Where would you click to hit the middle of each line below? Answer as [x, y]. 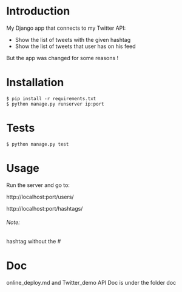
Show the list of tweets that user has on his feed [75, 46]
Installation [35, 83]
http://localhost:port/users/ [40, 197]
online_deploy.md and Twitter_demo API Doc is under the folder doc [91, 282]
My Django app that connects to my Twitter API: [66, 28]
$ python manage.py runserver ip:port [55, 104]
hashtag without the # [34, 241]
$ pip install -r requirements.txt [51, 98]
